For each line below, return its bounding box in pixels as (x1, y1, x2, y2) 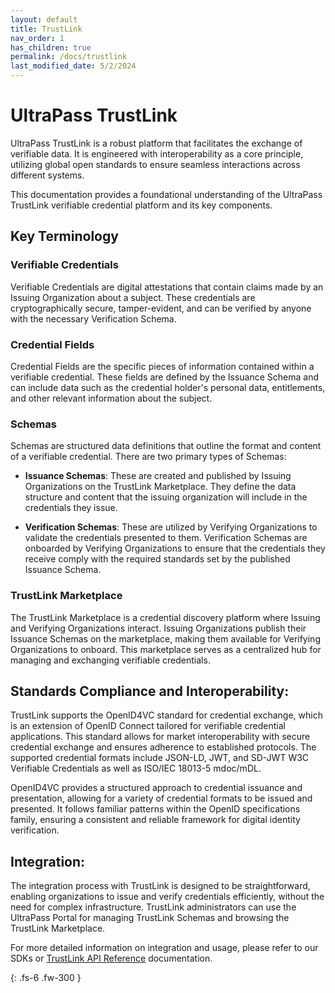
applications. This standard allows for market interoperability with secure (10, 731, 311, 743)
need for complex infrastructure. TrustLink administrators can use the (10, 901, 297, 913)
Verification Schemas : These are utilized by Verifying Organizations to (24, 521, 318, 533)
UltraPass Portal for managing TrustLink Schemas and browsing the (10, 912, 290, 924)
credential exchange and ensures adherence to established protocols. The (10, 741, 317, 753)
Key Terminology (10, 228, 119, 245)
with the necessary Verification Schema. (10, 312, 177, 325)
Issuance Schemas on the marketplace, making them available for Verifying (10, 632, 321, 645)
